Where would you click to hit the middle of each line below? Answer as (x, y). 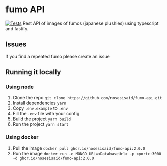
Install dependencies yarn (39, 103)
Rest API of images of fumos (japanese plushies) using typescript (91, 23)
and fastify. (17, 28)
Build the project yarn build (42, 119)
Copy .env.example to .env (40, 108)
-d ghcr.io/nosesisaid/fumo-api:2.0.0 (53, 158)
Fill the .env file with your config (46, 114)
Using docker (22, 137)
